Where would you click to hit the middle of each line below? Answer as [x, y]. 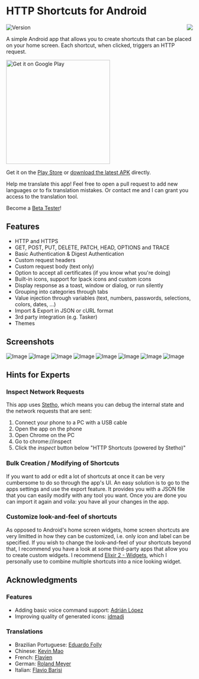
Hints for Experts [38, 375]
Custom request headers [45, 260]
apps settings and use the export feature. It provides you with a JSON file [96, 489]
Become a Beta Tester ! [34, 208]
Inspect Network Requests [45, 392]
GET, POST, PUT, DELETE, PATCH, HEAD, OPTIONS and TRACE [92, 247]
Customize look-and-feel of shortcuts [62, 517]
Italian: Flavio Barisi [38, 669]
